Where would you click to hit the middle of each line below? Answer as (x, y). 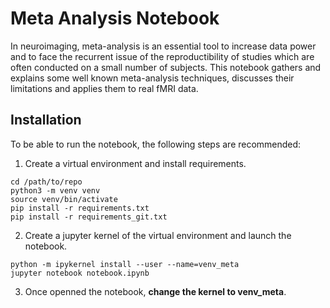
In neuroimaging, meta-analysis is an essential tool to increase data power (163, 46)
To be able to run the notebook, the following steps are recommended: (156, 144)
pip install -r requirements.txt (80, 208)
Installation (46, 120)
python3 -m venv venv (55, 190)
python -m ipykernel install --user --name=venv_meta (125, 264)
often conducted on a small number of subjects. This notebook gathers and (166, 67)
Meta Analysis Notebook (115, 18)
